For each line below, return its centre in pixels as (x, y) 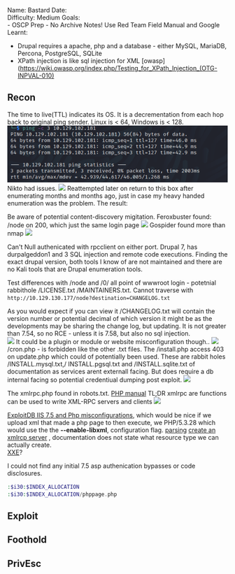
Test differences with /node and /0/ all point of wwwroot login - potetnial (112, 282)
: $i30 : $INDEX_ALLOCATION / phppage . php (62, 494)
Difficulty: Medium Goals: (44, 17)
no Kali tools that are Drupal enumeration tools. (75, 269)
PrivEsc (24, 563)
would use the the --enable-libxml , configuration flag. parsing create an (112, 430)
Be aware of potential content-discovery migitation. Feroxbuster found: (109, 217)
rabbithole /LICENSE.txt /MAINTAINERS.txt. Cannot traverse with (100, 290)
